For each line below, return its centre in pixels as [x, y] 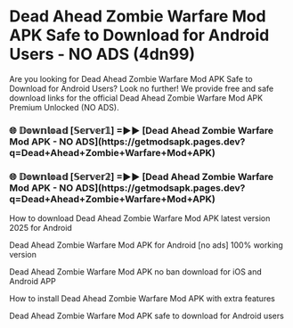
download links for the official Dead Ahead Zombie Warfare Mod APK [136, 98]
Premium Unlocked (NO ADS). [64, 107]
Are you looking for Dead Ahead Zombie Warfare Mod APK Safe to [131, 78]
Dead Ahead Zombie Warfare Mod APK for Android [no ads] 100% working [146, 245]
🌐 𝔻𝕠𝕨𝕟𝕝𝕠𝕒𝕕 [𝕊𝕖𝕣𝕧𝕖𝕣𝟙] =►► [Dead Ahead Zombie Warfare [142, 130]
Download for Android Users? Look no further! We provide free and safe [142, 88]
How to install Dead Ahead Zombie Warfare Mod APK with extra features [142, 299]
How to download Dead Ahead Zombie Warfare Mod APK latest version [140, 218]
